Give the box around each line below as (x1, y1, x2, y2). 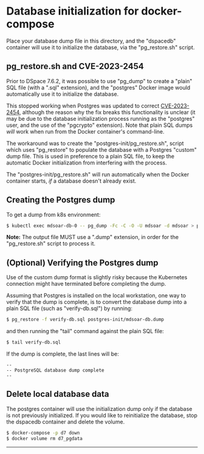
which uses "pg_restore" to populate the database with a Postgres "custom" (6, 146, 197, 153)
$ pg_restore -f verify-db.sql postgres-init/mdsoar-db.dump (6, 317, 165, 323)
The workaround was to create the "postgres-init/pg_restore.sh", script (6, 140, 184, 147)
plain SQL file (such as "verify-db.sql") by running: (6, 305, 132, 312)
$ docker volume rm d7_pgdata (6, 435, 83, 441)
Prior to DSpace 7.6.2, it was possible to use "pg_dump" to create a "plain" (6, 77, 192, 84)
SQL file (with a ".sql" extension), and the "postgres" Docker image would (6, 84, 191, 91)
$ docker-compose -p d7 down (6, 430, 80, 436)
